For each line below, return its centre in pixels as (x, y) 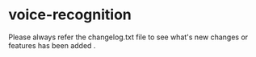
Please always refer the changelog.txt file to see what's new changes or (128, 37)
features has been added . (52, 45)
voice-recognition (70, 15)
